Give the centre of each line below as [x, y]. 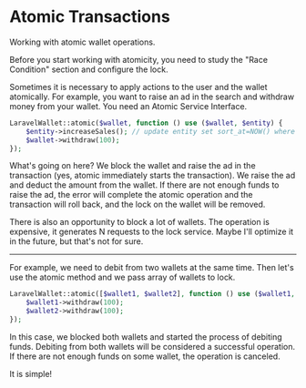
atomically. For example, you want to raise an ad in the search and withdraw [152, 97]
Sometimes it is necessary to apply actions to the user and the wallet [138, 87]
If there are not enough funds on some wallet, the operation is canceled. [145, 356]
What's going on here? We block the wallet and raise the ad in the [133, 166]
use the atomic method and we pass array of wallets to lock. [122, 277]
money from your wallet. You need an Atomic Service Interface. [128, 106]
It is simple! [31, 373]
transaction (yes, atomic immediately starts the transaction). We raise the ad [153, 176]
